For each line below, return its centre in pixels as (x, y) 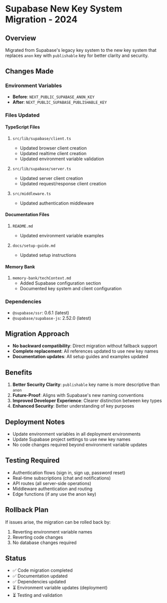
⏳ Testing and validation (37, 595)
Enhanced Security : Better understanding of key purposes (73, 406)
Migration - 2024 (41, 19)
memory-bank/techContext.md (42, 278)
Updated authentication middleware (57, 203)
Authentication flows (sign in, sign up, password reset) (69, 473)
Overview (21, 38)
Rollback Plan (27, 510)
